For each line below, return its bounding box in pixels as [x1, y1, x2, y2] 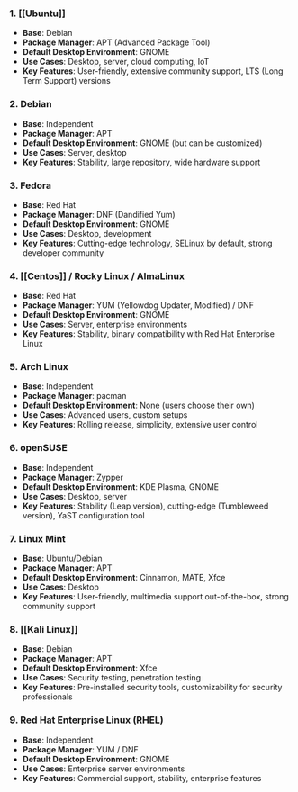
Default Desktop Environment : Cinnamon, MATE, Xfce [22, 572, 226, 583]
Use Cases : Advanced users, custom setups [22, 409, 188, 420]
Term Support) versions [22, 76, 111, 86]
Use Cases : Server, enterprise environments [22, 319, 187, 330]
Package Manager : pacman [22, 391, 127, 401]
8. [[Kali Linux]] [9, 624, 78, 635]
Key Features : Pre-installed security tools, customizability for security [22, 682, 283, 693]
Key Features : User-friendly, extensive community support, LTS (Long [22, 66, 284, 76]
